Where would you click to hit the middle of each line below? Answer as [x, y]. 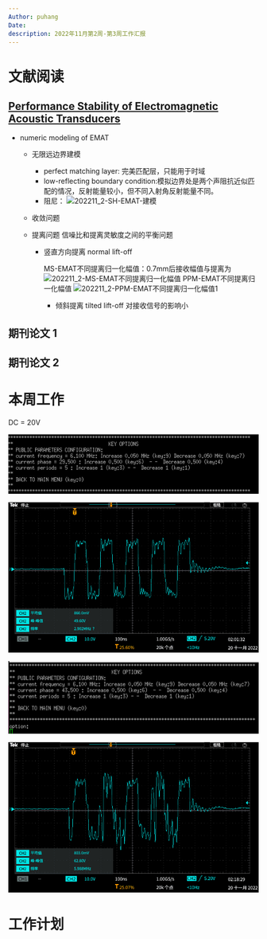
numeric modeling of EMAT [64, 138]
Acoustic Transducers [64, 118]
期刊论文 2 [34, 363]
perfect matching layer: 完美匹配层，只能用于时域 [124, 171]
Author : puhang [33, 17]
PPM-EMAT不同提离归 [219, 279]
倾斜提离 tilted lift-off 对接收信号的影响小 [122, 306]
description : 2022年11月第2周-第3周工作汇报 [77, 33]
